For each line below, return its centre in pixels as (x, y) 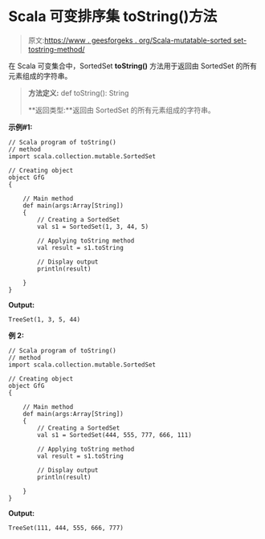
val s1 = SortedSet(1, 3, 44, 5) (93, 227)
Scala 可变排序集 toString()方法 (113, 16)
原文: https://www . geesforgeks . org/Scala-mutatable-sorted (130, 40)
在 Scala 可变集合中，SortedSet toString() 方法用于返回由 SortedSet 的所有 (132, 66)
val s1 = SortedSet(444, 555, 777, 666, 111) (115, 435)
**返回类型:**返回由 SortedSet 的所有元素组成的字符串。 (121, 110)
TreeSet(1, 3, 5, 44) (45, 319)
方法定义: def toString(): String (78, 92)
